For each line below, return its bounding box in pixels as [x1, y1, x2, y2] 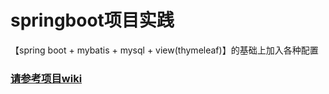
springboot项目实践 [10, 9, 175, 32]
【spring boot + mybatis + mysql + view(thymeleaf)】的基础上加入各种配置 [10, 44, 319, 56]
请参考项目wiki [10, 71, 83, 85]
